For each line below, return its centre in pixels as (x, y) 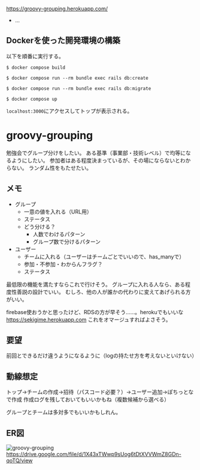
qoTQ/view (19, 460)
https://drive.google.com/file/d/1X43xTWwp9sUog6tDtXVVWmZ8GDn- (94, 454)
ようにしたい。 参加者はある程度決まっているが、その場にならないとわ (98, 160)
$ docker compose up (32, 99)
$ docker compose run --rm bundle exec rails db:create (77, 78)
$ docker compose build (36, 67)
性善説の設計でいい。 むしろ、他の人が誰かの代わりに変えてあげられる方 (101, 292)
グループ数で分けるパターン (66, 242)
